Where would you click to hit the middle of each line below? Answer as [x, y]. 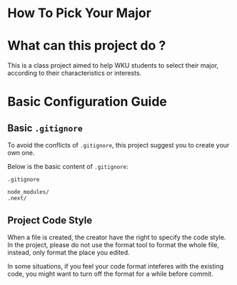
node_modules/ [29, 192]
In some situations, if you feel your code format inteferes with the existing [116, 266]
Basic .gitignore [45, 128]
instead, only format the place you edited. [69, 252]
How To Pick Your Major [80, 13]
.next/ [17, 198]
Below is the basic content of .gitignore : [68, 167]
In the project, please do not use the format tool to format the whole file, [114, 244]
